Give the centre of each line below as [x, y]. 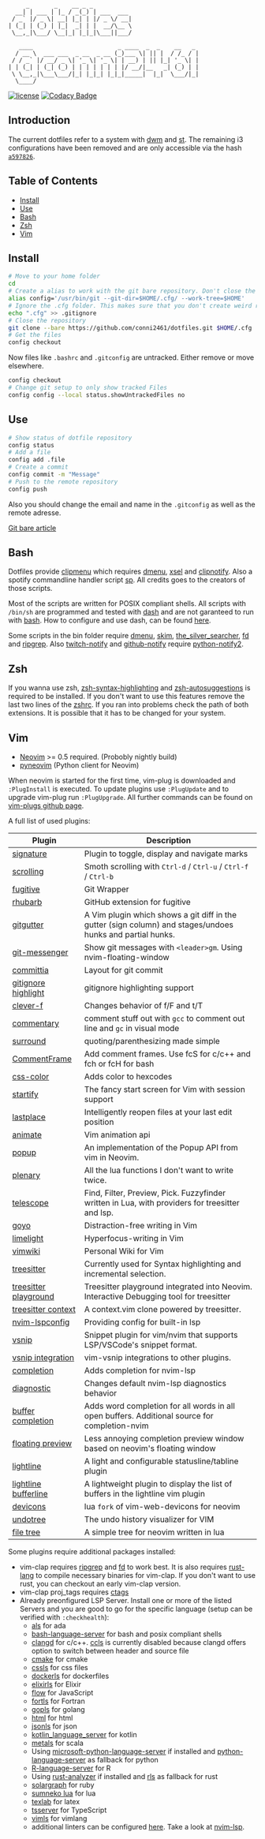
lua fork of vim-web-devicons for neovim [162, 1507]
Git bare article [32, 528]
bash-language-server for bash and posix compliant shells [127, 1634]
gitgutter [28, 925]
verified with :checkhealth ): [64, 1617]
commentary [36, 1023]
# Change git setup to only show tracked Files [88, 388]
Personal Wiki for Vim [124, 1251]
